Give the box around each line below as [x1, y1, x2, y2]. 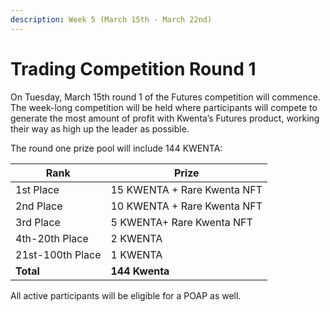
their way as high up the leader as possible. [10, 122, 190, 135]
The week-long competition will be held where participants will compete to [10, 101, 318, 113]
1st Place [15, 182, 60, 196]
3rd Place [15, 215, 61, 229]
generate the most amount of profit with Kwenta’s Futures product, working [10, 112, 320, 124]
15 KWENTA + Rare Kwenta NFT [110, 182, 263, 196]
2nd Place [15, 199, 63, 213]
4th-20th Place [15, 231, 89, 245]
